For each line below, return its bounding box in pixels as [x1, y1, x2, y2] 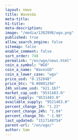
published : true [5, 35, 39, 40]
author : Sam [5, 127, 30, 132]
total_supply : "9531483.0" [5, 95, 61, 100]
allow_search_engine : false [5, 40, 63, 45]
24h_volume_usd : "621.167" [5, 85, 61, 91]
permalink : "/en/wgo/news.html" [5, 58, 72, 63]
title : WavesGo [5, 12, 37, 17]
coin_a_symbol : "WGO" [5, 63, 50, 68]
